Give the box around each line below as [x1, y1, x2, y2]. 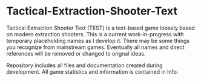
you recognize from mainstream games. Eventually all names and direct [6, 44, 185, 51]
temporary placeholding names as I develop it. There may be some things [6, 37, 189, 44]
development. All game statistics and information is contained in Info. [6, 68, 179, 75]
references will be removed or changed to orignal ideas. [6, 50, 147, 57]
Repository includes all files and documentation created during [6, 62, 163, 69]
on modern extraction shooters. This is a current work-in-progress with [6, 30, 184, 37]
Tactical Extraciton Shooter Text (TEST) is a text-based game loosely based [6, 24, 195, 31]
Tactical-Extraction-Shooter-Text [6, 4, 177, 18]
